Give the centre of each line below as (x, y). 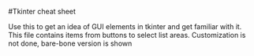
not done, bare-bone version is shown (70, 43)
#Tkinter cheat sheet (42, 11)
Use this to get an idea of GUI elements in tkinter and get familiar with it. (125, 26)
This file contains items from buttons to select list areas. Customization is (127, 35)
